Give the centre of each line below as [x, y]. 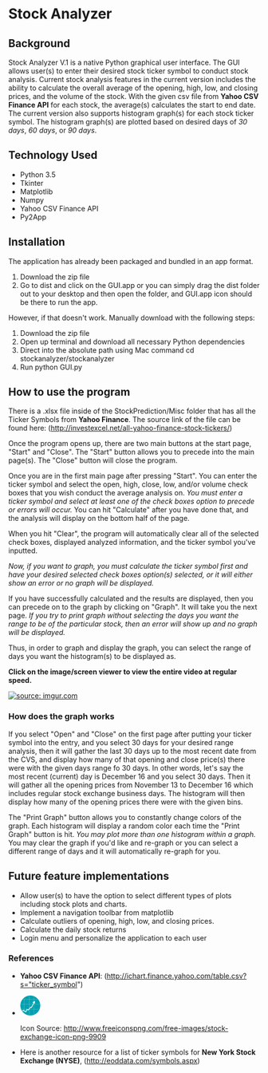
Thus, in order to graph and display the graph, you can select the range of [130, 648]
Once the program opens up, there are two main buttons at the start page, [130, 444]
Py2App [33, 217]
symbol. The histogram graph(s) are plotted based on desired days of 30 [128, 122]
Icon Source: [41, 1028]
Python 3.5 [37, 174]
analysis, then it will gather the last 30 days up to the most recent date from [132, 751]
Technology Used [53, 155]
